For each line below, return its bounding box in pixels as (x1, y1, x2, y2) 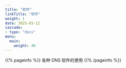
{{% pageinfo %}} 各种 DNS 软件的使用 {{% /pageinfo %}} (5, 57, 122, 63)
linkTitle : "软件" (5, 12, 41, 17)
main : (9, 39, 21, 44)
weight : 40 (14, 43, 36, 48)
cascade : (5, 25, 23, 30)
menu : (5, 34, 16, 39)
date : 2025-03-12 (5, 20, 40, 26)
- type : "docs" (5, 30, 36, 34)
